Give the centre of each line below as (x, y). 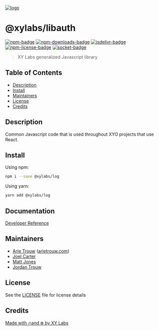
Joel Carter (24, 256)
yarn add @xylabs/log (28, 195)
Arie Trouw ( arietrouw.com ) (41, 251)
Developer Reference (27, 223)
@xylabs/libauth (41, 28)
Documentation (30, 211)
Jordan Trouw (27, 267)
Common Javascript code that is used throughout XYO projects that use (79, 134)
